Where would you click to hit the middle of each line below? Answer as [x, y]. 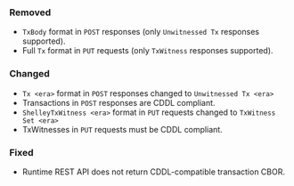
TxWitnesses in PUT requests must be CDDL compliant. [122, 129]
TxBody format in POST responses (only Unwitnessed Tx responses [141, 32]
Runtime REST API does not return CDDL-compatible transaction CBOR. [153, 172]
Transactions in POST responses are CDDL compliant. [118, 102]
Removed [30, 12]
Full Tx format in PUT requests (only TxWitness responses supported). [147, 51]
